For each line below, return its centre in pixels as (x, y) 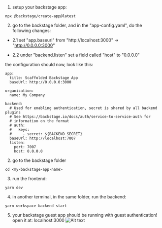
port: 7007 (25, 147)
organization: (20, 91)
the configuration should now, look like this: (49, 64)
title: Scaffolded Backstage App (44, 78)
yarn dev (14, 188)
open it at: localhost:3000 (38, 220)
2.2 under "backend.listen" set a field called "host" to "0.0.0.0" (76, 55)
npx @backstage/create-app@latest (41, 16)
